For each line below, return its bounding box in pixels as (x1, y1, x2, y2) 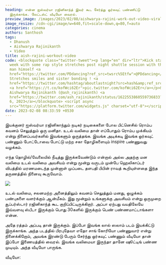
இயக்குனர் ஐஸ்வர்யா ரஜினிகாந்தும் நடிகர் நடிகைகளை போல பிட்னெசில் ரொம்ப (5, 122, 152, 128)
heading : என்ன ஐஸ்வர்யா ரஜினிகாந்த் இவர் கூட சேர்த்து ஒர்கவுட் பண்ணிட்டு (5, 7, 140, 12)
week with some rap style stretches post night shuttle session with (9, 62, 156, 67)
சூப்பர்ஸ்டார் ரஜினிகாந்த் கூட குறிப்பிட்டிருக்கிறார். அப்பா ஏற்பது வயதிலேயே (5, 201, 143, 207)
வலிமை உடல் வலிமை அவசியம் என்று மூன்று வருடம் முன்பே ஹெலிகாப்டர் (5, 159, 145, 166)
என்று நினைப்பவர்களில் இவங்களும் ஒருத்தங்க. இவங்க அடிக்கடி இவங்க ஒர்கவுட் (5, 133, 154, 139)
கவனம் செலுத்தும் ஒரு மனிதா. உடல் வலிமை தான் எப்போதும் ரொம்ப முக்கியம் (5, 127, 152, 133)
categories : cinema (5, 26, 45, 31)
